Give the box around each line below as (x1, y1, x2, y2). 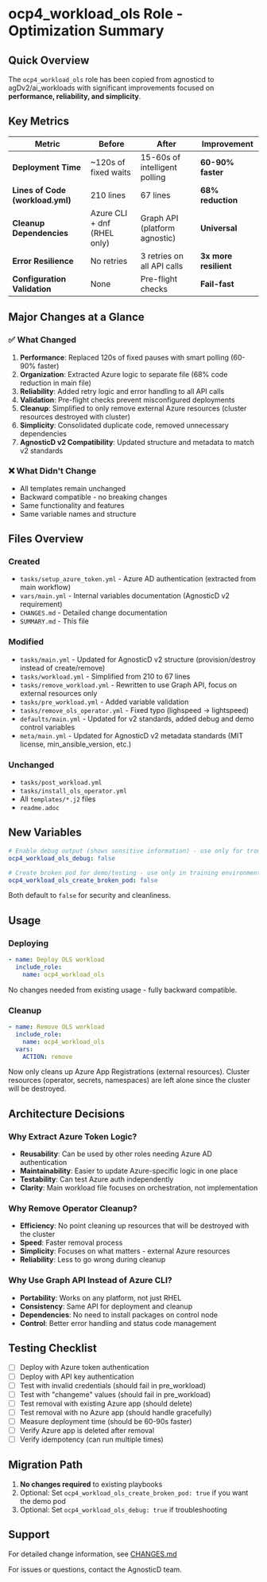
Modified (8, 636, 44, 647)
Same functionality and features (19, 500, 125, 510)
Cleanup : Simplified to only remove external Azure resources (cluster (19, 403, 247, 413)
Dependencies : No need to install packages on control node (19, 1309, 219, 1320)
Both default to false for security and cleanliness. (8, 891, 171, 900)
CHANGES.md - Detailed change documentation (19, 608, 168, 618)
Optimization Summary (8, 22, 164, 40)
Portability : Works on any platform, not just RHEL (19, 1293, 182, 1302)
